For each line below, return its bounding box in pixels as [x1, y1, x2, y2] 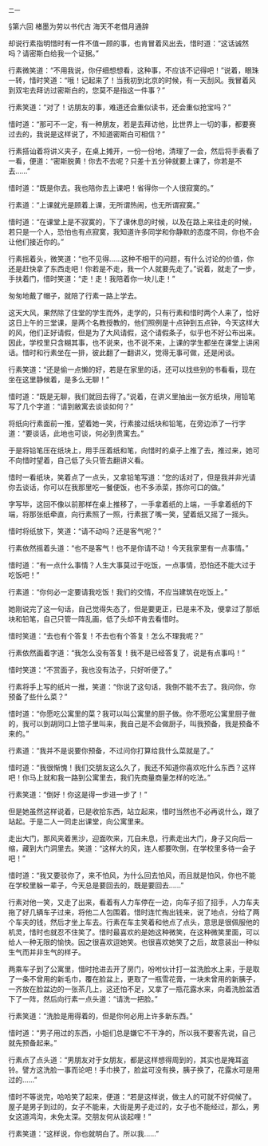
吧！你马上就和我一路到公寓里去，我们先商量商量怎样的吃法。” [8, 773, 211, 782]
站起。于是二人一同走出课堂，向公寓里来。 [8, 816, 148, 826]
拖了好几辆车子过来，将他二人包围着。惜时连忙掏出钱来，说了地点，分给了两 [8, 907, 260, 917]
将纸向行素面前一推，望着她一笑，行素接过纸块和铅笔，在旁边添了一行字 [8, 419, 246, 428]
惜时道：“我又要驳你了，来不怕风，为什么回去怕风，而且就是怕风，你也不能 [8, 871, 257, 879]
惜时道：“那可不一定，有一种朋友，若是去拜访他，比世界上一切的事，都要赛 [8, 120, 257, 128]
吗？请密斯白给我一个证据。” [8, 49, 100, 57]
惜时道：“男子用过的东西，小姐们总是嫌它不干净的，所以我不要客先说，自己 [8, 1028, 257, 1037]
